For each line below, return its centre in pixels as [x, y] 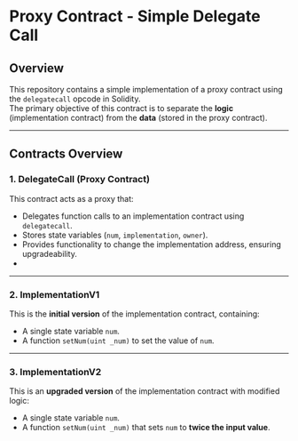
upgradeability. [49, 253]
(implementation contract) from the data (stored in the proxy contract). [138, 118]
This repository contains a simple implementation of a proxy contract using [146, 89]
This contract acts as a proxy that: [72, 198]
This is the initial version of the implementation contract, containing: [134, 314]
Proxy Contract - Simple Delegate [135, 16]
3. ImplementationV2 [55, 372]
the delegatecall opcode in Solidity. [75, 99]
